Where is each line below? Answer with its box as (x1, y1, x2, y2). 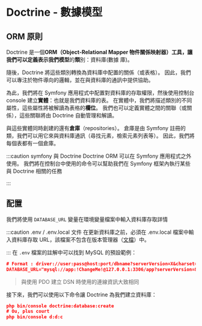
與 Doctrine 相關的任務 (6, 168, 63, 175)
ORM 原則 (6, 31, 43, 42)
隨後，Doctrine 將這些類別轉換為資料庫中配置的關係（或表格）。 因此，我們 (6, 69, 191, 76)
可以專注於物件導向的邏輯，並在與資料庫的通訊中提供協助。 (6, 77, 154, 83)
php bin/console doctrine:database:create (6, 302, 114, 309)
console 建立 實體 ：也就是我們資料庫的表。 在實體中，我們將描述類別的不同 (6, 97, 192, 104)
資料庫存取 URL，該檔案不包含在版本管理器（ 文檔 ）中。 (11, 236, 150, 243)
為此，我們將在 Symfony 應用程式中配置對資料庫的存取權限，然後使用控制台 (6, 89, 195, 96)
